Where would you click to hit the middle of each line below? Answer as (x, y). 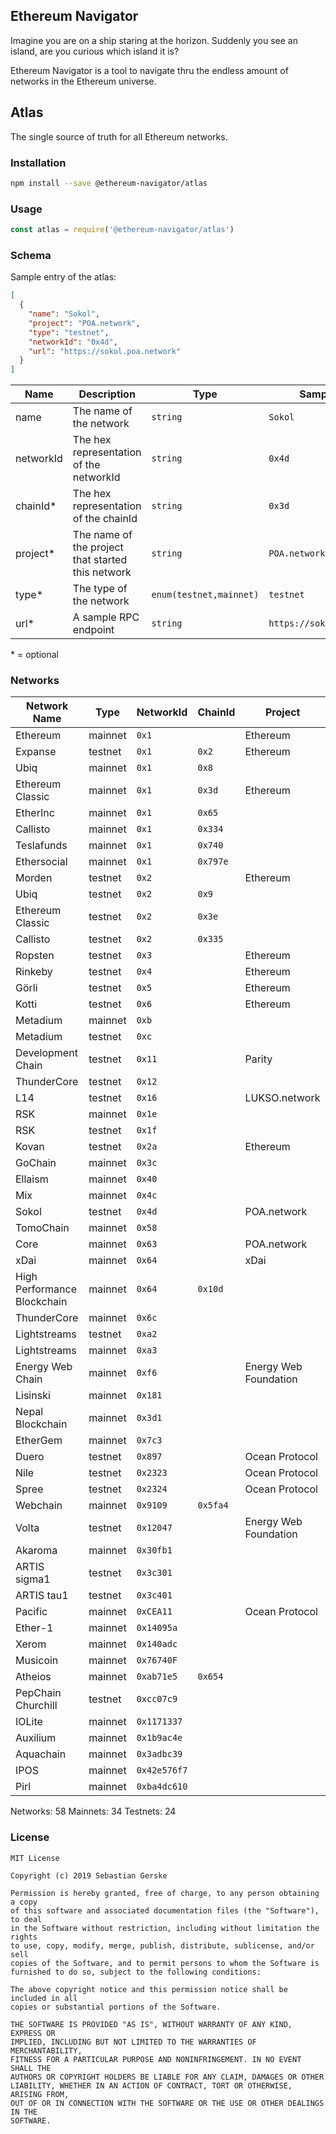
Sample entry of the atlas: (63, 277)
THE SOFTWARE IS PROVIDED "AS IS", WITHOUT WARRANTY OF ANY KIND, (151, 2024)
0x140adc (157, 1644)
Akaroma (36, 1551)
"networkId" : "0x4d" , (73, 342)
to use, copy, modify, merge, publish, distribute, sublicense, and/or (162, 1945)
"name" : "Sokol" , (64, 314)
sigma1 (33, 1579)
